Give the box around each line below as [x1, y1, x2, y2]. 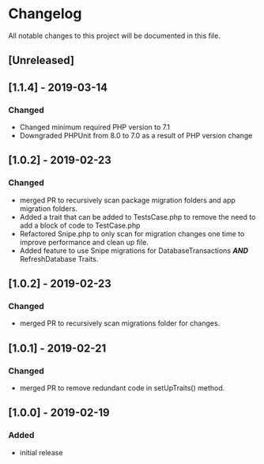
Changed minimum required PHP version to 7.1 [19, 123, 171, 132]
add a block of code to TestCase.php [19, 221, 141, 230]
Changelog [8, 5, 82, 23]
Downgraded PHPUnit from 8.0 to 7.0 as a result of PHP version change [19, 131, 253, 141]
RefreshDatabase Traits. [19, 254, 99, 263]
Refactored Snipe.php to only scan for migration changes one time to [19, 228, 245, 238]
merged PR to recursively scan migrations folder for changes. [19, 319, 221, 328]
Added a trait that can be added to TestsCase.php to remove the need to [19, 212, 256, 221]
